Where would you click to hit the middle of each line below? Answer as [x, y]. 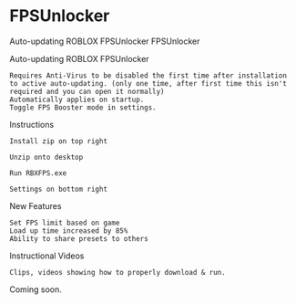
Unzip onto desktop [46, 157]
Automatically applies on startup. [77, 100]
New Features [36, 205]
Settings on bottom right [58, 189]
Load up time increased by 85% [69, 231]
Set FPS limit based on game [65, 223]
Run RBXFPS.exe [38, 173]
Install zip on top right [58, 141]
